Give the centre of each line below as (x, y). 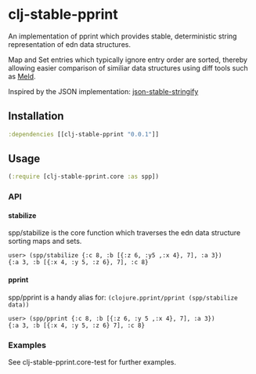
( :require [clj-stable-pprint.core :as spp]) (83, 177)
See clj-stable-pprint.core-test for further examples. (92, 361)
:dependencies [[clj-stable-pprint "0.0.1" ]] (83, 134)
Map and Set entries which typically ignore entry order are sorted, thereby (128, 60)
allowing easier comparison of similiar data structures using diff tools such (128, 67)
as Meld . (22, 76)
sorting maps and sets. (45, 241)
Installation (36, 116)
